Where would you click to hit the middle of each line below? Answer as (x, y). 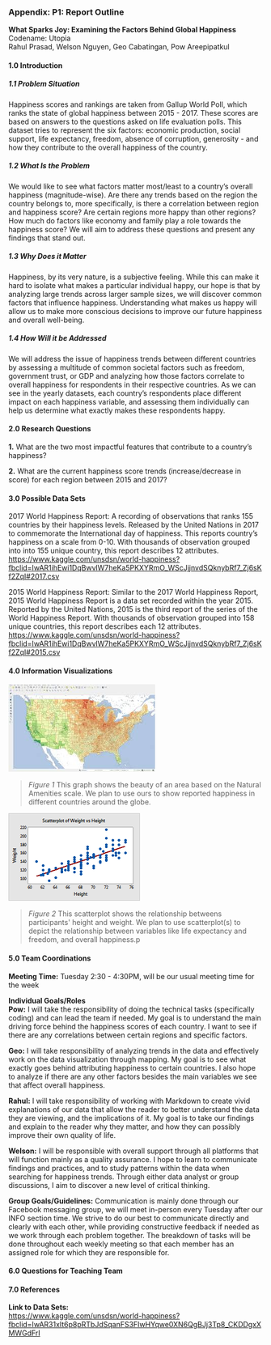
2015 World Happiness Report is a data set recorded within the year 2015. (131, 600)
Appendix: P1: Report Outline (66, 12)
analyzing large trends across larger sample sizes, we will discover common (135, 294)
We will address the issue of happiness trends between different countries (132, 359)
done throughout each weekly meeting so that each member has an (121, 1244)
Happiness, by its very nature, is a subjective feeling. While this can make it (134, 277)
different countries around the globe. (89, 802)
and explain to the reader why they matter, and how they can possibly (125, 1126)
